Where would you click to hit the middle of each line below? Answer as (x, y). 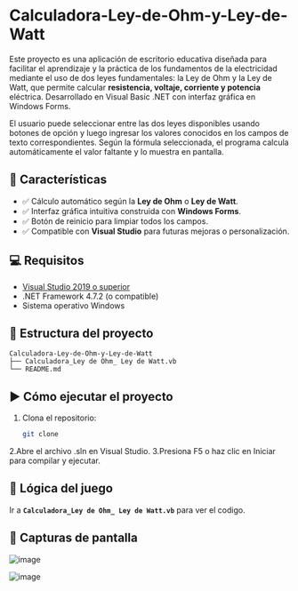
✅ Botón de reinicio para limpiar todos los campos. (115, 221)
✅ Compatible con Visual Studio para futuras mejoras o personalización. (156, 231)
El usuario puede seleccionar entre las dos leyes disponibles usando (135, 123)
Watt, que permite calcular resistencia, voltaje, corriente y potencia (135, 87)
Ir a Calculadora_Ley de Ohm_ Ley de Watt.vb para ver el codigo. (128, 510)
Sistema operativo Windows (73, 305)
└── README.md (36, 370)
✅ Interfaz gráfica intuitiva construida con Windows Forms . (132, 211)
